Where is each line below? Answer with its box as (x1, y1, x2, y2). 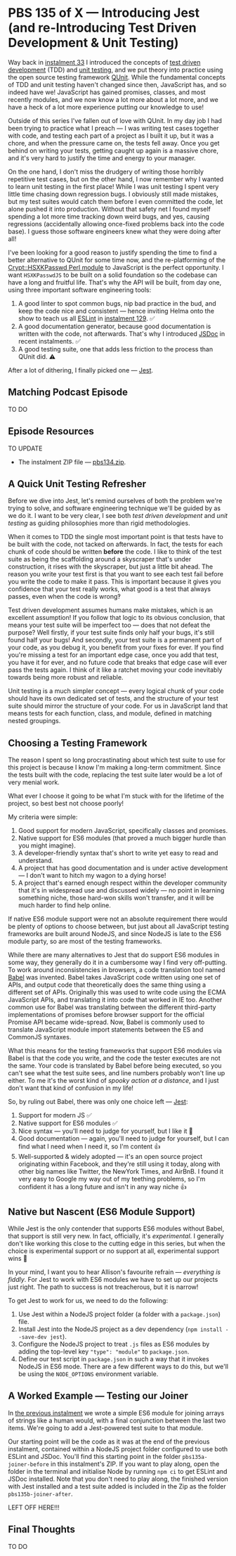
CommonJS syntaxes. (8, 1033, 72, 1042)
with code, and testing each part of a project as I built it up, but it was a (8, 131, 214, 140)
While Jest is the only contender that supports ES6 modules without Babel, (8, 1224, 225, 1233)
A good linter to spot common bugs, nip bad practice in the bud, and (18, 299, 216, 307)
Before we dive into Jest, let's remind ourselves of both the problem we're (8, 497, 223, 505)
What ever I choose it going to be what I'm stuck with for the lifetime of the (8, 792, 224, 800)
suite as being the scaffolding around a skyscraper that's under (8, 555, 192, 564)
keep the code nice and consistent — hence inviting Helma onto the (18, 306, 215, 315)
